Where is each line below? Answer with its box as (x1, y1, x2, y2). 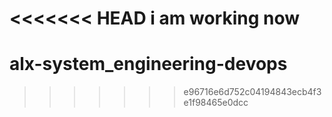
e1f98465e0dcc (183, 97, 249, 109)
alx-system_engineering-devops (9, 53, 288, 76)
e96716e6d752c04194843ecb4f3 (183, 86, 322, 98)
